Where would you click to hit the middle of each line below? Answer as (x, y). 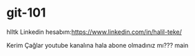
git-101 (26, 13)
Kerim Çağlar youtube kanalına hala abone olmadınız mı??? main (97, 45)
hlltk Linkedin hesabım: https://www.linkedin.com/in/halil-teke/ (94, 32)
